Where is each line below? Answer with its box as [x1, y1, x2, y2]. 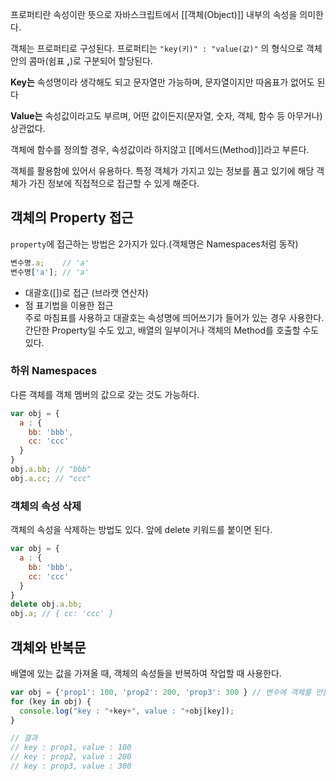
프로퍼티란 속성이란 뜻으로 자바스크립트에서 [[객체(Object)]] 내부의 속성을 [10, 9, 298, 20]
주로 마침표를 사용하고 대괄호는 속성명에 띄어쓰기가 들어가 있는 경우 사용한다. [24, 311, 325, 323]
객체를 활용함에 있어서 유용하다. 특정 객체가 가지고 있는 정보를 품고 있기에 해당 [10, 165, 315, 177]
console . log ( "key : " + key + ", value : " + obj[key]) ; [19, 706, 235, 716]
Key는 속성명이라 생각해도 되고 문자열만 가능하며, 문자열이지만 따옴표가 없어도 [10, 76, 315, 88]
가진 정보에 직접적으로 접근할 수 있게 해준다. [28, 178, 200, 189]
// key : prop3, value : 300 [10, 761, 132, 772]
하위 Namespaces [10, 364, 98, 378]
